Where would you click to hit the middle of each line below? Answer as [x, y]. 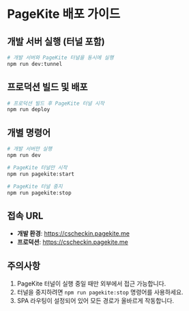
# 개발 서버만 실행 [30, 149]
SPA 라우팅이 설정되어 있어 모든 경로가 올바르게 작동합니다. [96, 301]
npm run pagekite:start [41, 174]
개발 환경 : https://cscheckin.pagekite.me [73, 234]
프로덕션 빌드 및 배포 [47, 87]
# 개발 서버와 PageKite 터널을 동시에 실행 [60, 58]
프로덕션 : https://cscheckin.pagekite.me [72, 242]
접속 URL [25, 215]
